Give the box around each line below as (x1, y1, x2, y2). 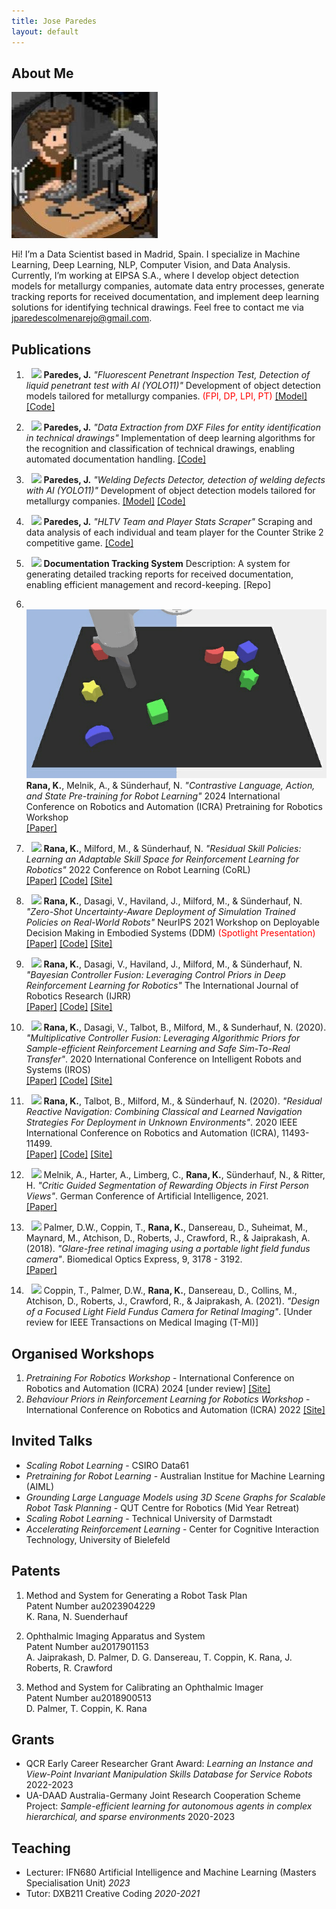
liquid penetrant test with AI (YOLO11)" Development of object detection (25, 380, 321, 392)
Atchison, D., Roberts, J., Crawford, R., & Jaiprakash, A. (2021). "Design (25, 1295, 320, 1307)
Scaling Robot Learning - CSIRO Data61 (25, 1459, 190, 1471)
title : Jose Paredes (11, 16, 98, 26)
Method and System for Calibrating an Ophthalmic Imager (25, 1681, 264, 1693)
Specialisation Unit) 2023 (25, 1877, 131, 1889)
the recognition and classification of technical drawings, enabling (25, 443, 296, 455)
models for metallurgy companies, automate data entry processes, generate (11, 280, 325, 292)
